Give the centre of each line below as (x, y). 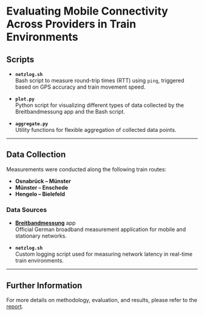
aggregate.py (32, 124)
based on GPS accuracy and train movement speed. (80, 87)
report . (15, 306)
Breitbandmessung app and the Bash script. (70, 112)
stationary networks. (41, 236)
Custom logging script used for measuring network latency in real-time (104, 254)
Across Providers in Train (71, 24)
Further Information (44, 285)
